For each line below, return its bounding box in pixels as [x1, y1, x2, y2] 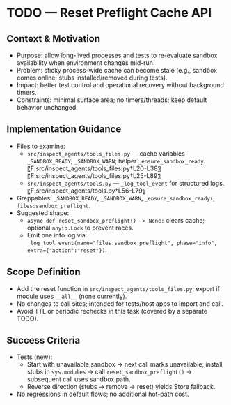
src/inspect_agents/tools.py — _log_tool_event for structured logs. [26, 179, 225, 187]
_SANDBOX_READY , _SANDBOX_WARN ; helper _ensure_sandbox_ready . [26, 156, 206, 165]
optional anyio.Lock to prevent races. [26, 223, 134, 232]
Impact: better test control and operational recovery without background [16, 81, 224, 89]
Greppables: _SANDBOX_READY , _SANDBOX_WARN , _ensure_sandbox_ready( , [16, 193, 215, 202]
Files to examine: [16, 142, 65, 150]
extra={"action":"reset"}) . [26, 246, 107, 254]
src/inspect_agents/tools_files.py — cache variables [26, 149, 185, 158]
